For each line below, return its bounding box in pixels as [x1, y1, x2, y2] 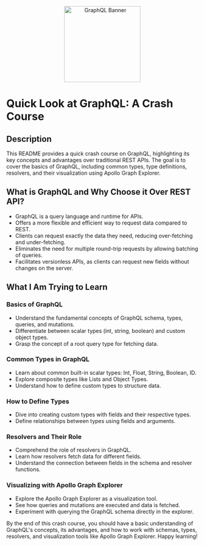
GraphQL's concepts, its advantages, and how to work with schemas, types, [6, 526, 197, 533]
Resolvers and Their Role [6, 433, 82, 441]
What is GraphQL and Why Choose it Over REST [6, 187, 191, 197]
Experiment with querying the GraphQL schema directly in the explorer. [15, 508, 194, 515]
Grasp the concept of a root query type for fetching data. [15, 340, 158, 347]
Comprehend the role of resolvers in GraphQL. [15, 446, 132, 453]
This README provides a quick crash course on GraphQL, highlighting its [6, 150, 190, 157]
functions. [15, 466, 41, 473]
